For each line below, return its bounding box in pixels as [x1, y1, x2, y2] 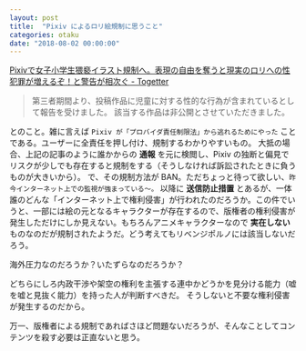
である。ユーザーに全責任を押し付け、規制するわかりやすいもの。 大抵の [9, 137, 282, 148]
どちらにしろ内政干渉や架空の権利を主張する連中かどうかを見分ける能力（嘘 [9, 278, 297, 289]
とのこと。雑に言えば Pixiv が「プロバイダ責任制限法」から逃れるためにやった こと [9, 126, 297, 137]
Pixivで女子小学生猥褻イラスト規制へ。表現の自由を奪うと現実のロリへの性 [9, 65, 291, 75]
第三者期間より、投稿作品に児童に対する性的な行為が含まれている [31, 95, 280, 106]
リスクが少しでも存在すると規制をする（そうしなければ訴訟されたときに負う [9, 160, 297, 171]
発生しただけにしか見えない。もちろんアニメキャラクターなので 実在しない [9, 217, 291, 228]
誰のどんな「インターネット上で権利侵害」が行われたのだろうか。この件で [9, 195, 289, 206]
